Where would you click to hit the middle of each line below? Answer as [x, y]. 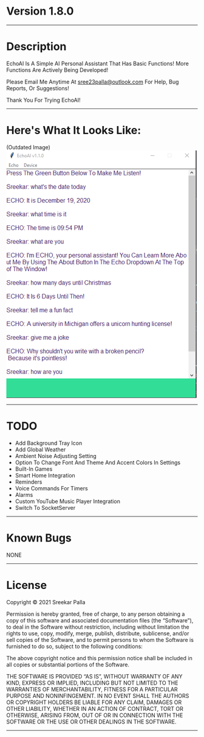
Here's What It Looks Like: [74, 131]
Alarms [24, 495]
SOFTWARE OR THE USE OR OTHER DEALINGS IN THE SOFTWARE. [91, 721]
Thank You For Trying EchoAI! [43, 100]
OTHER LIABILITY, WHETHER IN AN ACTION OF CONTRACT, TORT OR [95, 708]
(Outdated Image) [28, 147]
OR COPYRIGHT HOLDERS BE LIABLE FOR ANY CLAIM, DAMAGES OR [94, 702]
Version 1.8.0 [40, 11]
